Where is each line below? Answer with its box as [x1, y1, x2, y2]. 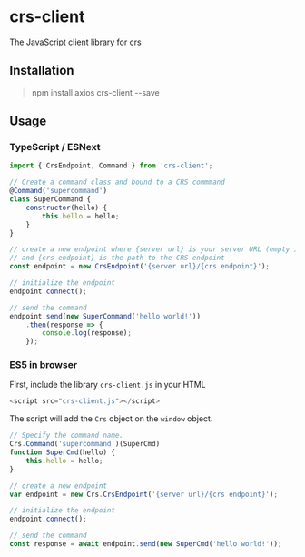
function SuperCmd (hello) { [9, 448, 116, 457]
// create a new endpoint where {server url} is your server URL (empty [9, 245, 290, 254]
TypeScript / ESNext [9, 141, 101, 154]
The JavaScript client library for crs [9, 36, 143, 47]
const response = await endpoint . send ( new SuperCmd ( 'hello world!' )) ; [9, 540, 282, 549]
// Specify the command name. [9, 430, 124, 441]
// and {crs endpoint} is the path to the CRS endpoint [9, 253, 225, 263]
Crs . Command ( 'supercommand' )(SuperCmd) [9, 440, 161, 449]
